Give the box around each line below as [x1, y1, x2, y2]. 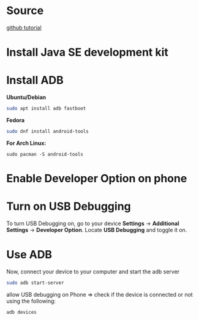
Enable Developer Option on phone [6, 172, 187, 185]
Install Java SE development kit [6, 45, 168, 59]
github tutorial [6, 24, 42, 31]
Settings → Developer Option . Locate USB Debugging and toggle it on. [6, 226, 187, 233]
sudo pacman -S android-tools [6, 151, 84, 157]
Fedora [6, 116, 25, 124]
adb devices [6, 309, 37, 315]
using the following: [6, 297, 56, 305]
